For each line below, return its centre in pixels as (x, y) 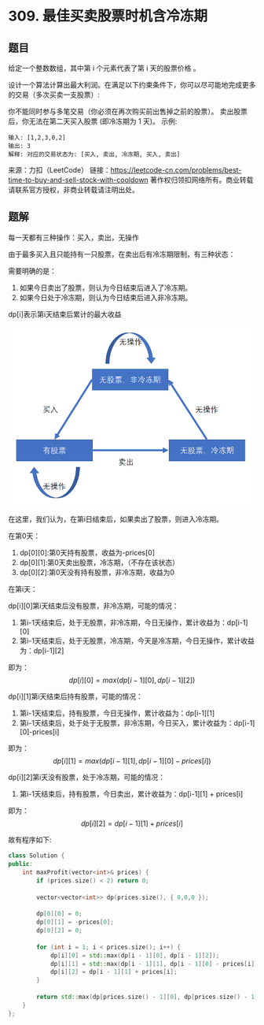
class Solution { (37, 856)
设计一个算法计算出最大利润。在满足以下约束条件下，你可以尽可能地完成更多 (132, 85)
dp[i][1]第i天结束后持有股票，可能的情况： (76, 696)
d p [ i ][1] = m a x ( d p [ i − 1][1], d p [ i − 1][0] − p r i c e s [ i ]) (132, 761)
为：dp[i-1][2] (42, 651)
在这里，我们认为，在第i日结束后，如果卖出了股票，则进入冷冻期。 (116, 519)
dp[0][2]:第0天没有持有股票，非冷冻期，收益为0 (97, 573)
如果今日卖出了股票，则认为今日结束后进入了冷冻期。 (106, 288)
